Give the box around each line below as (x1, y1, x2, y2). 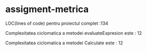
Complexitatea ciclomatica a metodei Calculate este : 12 (5, 39, 123, 46)
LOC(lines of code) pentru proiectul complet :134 (5, 20, 109, 26)
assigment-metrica (5, 4, 89, 15)
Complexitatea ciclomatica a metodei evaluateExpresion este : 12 (5, 30, 142, 36)
